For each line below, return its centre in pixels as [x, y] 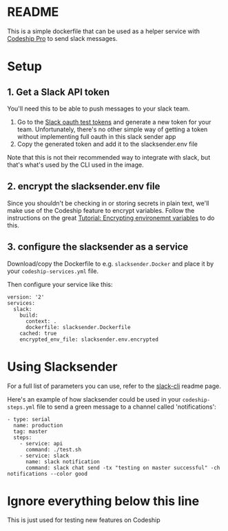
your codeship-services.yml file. [53, 271]
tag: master [31, 431]
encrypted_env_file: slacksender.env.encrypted [89, 339]
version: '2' [26, 297]
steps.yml [21, 407]
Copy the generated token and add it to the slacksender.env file [107, 144]
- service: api [41, 443]
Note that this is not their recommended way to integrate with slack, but [109, 157]
